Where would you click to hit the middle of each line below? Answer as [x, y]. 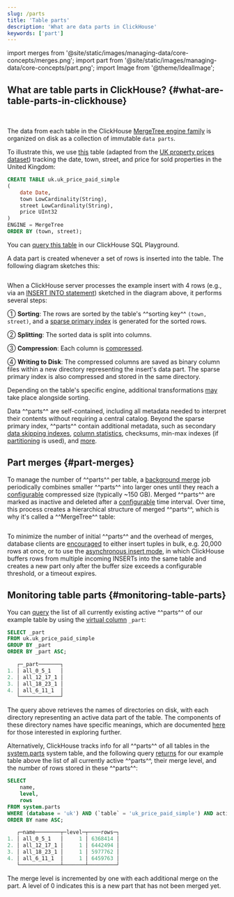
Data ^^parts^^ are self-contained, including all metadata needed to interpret [117, 411]
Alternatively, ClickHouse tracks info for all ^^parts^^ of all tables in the [109, 746]
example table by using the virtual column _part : [77, 619]
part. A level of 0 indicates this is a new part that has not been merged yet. [114, 885]
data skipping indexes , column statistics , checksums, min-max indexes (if [113, 433]
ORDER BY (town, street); [45, 232]
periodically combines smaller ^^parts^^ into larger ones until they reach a [113, 487]
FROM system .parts [34, 807]
